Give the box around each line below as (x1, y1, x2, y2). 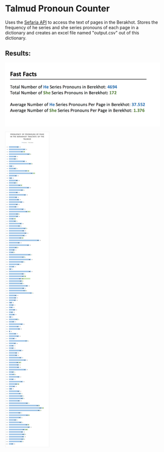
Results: (5, 49, 31, 58)
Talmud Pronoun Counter (5, 3, 110, 14)
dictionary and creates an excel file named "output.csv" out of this (5, 30, 139, 35)
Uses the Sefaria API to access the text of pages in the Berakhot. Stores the (5, 19, 158, 25)
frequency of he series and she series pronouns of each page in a (5, 24, 139, 30)
